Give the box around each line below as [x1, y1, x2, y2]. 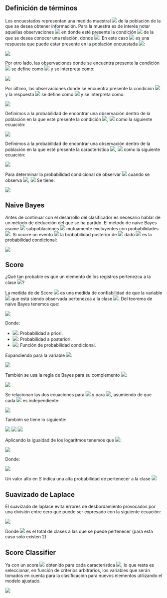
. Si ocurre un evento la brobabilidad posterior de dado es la [10, 231, 152, 237]
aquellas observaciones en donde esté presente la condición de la [5, 29, 154, 35]
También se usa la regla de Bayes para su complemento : [5, 372, 128, 378]
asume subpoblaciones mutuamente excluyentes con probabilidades [5, 225, 159, 231]
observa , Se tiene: [5, 177, 55, 183]
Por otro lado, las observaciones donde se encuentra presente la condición [5, 60, 160, 66]
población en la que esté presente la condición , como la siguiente [5, 116, 153, 122]
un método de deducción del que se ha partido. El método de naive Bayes [5, 219, 157, 226]
